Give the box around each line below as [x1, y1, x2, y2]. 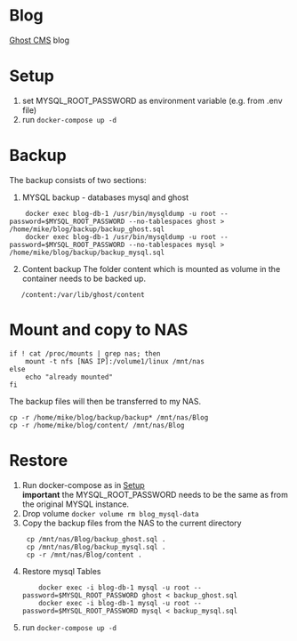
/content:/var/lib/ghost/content [20, 290, 145, 299]
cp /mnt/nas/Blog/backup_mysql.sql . [26, 542, 166, 551]
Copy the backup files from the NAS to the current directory [21, 517, 242, 528]
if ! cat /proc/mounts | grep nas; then [9, 349, 162, 358]
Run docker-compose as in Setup [21, 479, 145, 490]
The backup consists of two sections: [9, 174, 147, 185]
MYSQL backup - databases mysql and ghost [21, 192, 189, 203]
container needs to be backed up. [21, 273, 147, 284]
